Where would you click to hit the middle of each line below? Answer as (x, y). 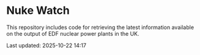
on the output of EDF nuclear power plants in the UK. (73, 33)
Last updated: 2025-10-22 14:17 (46, 45)
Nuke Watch (38, 11)
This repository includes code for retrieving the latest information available (100, 27)
